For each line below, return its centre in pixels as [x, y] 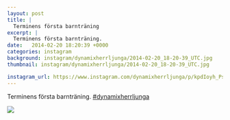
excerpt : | [23, 33]
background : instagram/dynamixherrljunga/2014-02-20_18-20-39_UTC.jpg [110, 58]
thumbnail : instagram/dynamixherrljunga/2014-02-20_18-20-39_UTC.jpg [108, 64]
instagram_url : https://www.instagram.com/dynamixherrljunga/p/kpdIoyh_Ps [116, 77]
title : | [20, 20]
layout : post [26, 13]
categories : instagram [39, 52]
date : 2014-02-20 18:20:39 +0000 [58, 45]
